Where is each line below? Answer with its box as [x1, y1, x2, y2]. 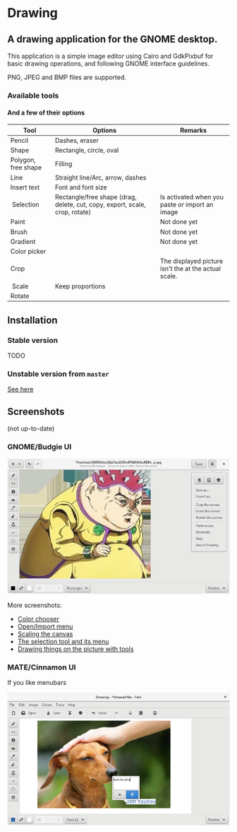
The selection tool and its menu [17, 637, 109, 645]
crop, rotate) [55, 208, 92, 216]
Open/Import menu [17, 622, 73, 631]
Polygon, [10, 156, 37, 164]
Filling [55, 159, 73, 168]
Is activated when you [159, 193, 224, 201]
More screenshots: [7, 601, 62, 609]
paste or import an [159, 200, 214, 209]
